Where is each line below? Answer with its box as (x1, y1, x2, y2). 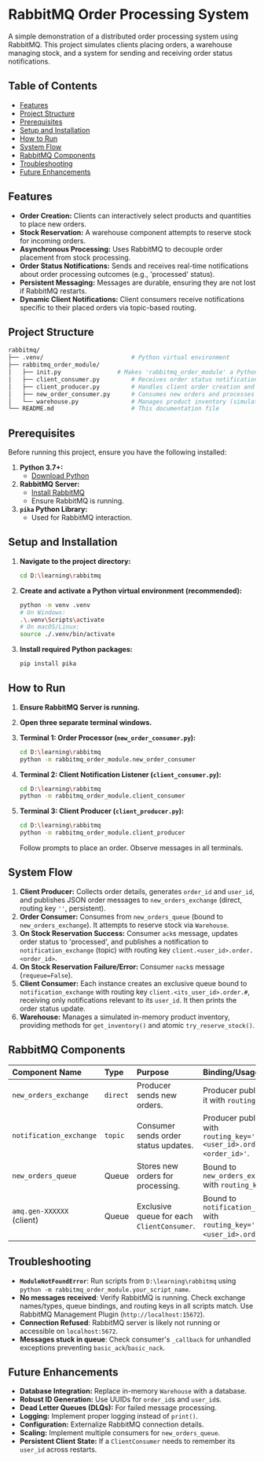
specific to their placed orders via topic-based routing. (19, 303, 196, 312)
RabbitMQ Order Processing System (8, 6, 249, 24)
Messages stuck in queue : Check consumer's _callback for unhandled (19, 1335, 251, 1344)
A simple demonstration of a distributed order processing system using (8, 31, 238, 41)
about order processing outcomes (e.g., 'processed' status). (19, 269, 215, 278)
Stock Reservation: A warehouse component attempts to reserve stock (19, 227, 251, 237)
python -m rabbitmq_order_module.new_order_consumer (19, 755, 196, 764)
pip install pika (19, 660, 77, 668)
